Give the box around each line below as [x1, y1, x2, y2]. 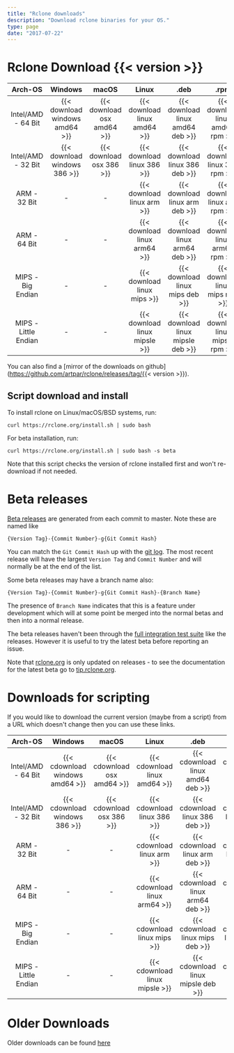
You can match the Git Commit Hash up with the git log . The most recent [7, 547, 214, 555]
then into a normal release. [7, 616, 84, 624]
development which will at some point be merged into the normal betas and [7, 608, 224, 617]
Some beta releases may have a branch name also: [7, 576, 154, 584]
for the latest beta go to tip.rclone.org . [7, 665, 116, 674]
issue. [7, 644, 24, 653]
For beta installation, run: [7, 434, 79, 442]
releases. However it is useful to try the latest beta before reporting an [7, 637, 209, 645]
